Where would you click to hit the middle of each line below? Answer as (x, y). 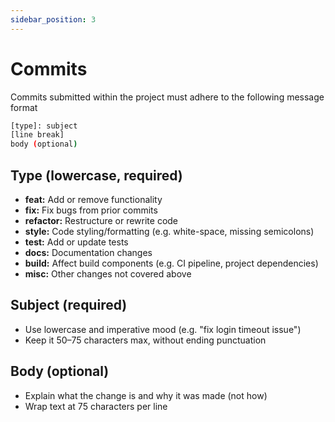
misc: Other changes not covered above (108, 274)
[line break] (37, 135)
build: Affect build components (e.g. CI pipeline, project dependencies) (171, 263)
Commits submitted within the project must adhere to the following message (167, 97)
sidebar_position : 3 (53, 19)
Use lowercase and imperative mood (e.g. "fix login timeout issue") (163, 329)
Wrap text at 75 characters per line (96, 406)
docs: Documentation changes (88, 252)
